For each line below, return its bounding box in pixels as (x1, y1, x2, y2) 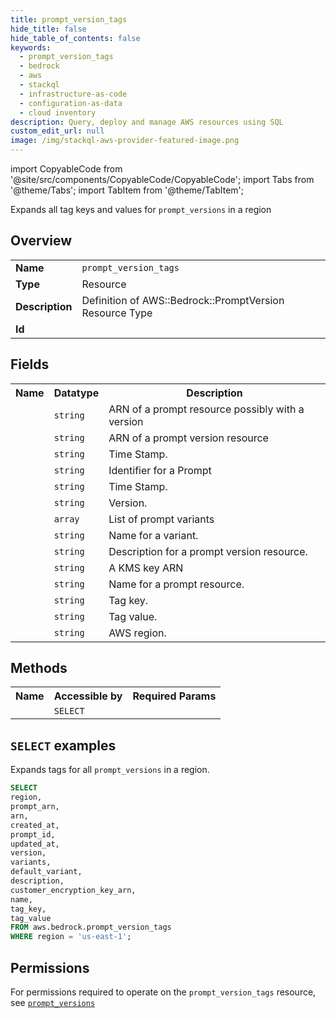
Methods (10, 660, 68, 677)
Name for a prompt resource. (108, 577, 245, 591)
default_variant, (10, 867, 83, 877)
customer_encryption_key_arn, (10, 885, 137, 895)
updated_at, (10, 839, 60, 849)
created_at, (10, 820, 60, 830)
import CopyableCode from (10, 163, 123, 175)
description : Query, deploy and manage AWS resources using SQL (10, 117, 284, 127)
